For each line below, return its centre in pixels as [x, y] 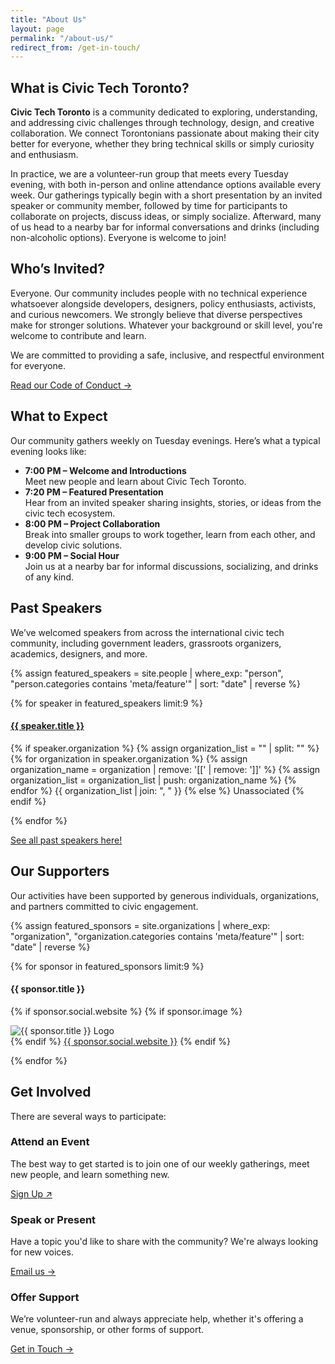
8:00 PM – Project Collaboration [92, 523]
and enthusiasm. [44, 155]
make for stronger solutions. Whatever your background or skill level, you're [166, 325]
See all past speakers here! [66, 840]
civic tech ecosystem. [70, 513]
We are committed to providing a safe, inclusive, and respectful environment [167, 355]
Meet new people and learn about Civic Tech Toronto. [135, 481]
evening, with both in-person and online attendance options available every [166, 185]
